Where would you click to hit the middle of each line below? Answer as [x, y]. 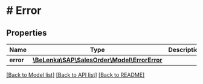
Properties [27, 33]
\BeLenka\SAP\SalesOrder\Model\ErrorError [97, 60]
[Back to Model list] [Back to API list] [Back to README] [76, 75]
